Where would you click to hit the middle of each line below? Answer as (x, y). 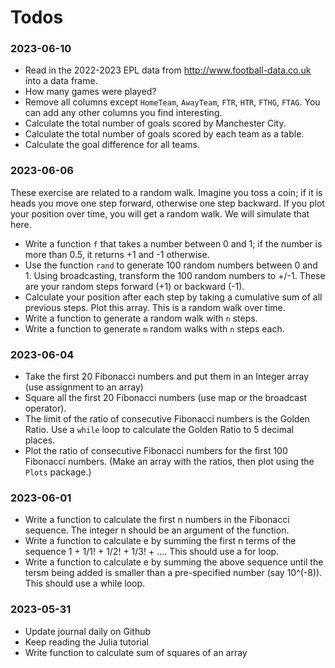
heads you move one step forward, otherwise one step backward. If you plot (167, 203)
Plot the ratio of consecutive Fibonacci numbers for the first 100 (156, 451)
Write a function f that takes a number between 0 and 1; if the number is (173, 243)
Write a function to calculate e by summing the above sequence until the (174, 562)
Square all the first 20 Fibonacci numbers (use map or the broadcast (166, 398)
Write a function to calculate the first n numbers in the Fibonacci (157, 520)
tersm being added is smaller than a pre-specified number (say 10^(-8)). (173, 573)
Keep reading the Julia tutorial (86, 642)
